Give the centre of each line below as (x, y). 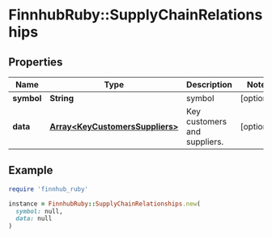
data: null (34, 219)
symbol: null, (39, 211)
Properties (36, 62)
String (62, 98)
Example (31, 170)
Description (209, 85)
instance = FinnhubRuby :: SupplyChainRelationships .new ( (104, 204)
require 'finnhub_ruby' (49, 189)
